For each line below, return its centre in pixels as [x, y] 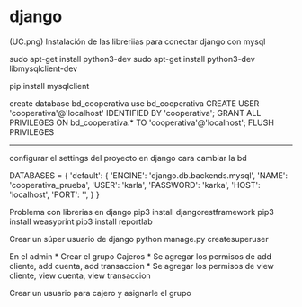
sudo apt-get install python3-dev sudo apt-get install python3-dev [133, 59]
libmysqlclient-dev [44, 68]
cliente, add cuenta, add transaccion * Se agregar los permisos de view [142, 266]
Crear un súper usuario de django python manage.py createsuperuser [139, 239]
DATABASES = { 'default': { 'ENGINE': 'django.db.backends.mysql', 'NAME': [149, 175]
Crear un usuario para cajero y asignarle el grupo [100, 293]
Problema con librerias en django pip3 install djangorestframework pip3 [142, 212]
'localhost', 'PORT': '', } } [55, 194]
